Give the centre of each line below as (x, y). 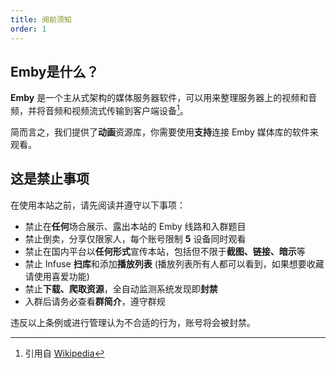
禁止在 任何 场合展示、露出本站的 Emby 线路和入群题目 (135, 226)
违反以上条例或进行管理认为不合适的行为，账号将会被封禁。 (133, 322)
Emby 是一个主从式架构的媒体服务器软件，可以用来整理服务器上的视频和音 (164, 98)
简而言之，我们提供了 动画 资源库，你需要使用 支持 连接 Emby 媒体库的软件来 (164, 132)
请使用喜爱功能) (57, 276)
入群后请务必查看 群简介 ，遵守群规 (95, 301)
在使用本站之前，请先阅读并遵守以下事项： (98, 205)
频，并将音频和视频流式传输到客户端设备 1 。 (99, 109)
